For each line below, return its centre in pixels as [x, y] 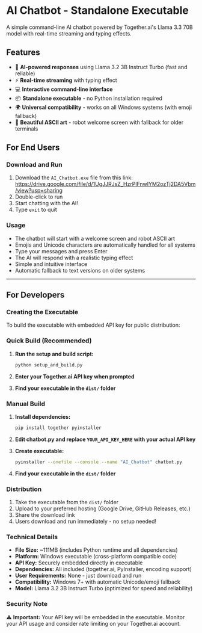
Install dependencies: [43, 416]
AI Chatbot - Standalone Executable [98, 11]
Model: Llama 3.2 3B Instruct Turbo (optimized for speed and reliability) [104, 588]
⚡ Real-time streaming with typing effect [66, 80]
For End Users [33, 148]
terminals [26, 128]
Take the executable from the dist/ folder [67, 502]
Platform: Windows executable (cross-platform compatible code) [96, 557]
